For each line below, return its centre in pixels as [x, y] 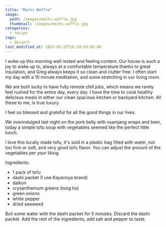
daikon [19, 183]
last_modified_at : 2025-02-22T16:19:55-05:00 [53, 47]
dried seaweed [28, 204]
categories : [17, 28]
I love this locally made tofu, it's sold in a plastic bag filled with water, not [80, 142]
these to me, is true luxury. [32, 102]
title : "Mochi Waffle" [29, 10]
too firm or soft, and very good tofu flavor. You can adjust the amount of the [83, 147]
